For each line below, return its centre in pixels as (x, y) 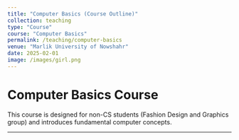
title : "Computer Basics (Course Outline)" (73, 14)
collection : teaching (39, 21)
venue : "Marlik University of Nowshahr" (68, 47)
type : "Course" (30, 27)
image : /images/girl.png (44, 60)
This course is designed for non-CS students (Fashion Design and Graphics (118, 115)
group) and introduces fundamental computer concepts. (90, 122)
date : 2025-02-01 (33, 54)
